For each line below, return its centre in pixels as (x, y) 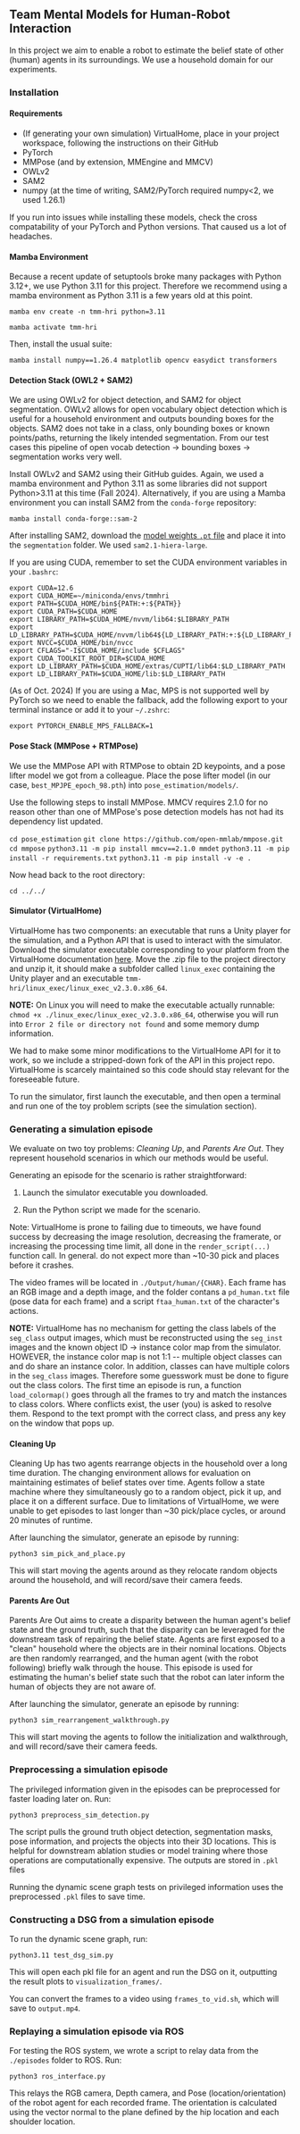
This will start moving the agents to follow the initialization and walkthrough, (149, 1737)
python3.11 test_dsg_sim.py (62, 1955)
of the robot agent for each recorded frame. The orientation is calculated (143, 2103)
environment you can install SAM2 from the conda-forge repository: (133, 503)
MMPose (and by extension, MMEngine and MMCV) (118, 162)
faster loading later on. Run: (60, 1798)
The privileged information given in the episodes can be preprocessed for (145, 1789)
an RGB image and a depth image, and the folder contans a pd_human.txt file (150, 1292)
